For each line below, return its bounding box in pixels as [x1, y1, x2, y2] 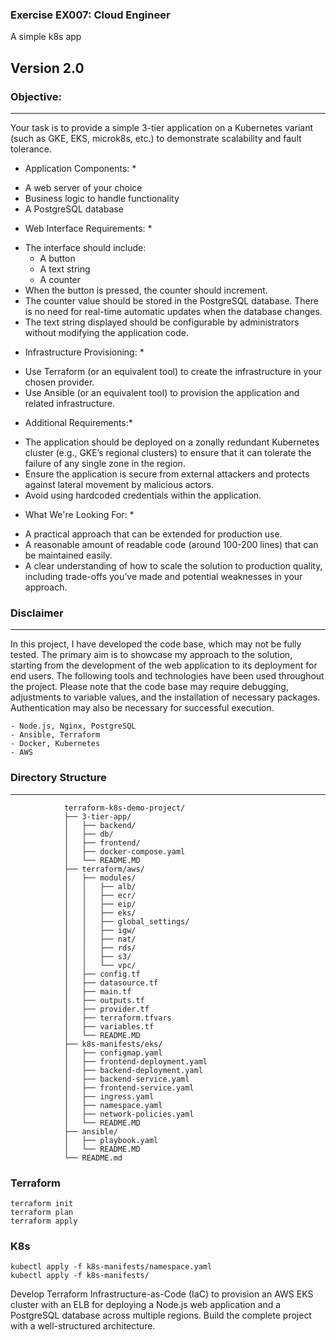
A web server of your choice [24, 181, 143, 193]
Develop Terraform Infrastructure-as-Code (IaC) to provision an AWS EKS [10, 1288, 314, 1300]
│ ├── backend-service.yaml [63, 1074, 190, 1084]
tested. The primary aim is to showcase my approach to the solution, [10, 649, 293, 661]
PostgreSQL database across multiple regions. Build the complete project [10, 1309, 312, 1322]
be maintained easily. [24, 549, 113, 561]
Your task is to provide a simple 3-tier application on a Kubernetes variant [10, 121, 314, 133]
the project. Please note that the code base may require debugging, [10, 681, 289, 693]
